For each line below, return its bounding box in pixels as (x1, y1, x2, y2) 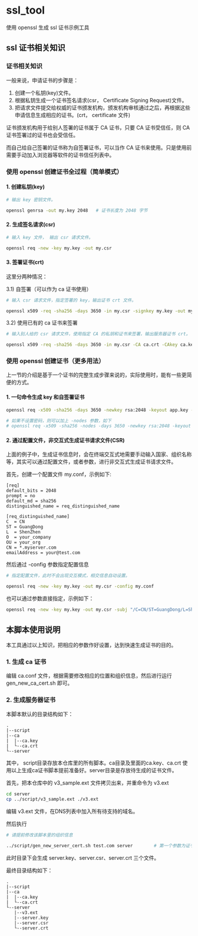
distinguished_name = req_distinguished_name (6, 503, 120, 509)
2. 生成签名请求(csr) (6, 221, 55, 228)
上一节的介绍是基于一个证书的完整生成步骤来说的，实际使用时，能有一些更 (6, 371, 187, 378)
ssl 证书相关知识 (6, 43, 66, 53)
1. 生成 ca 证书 (6, 658, 47, 666)
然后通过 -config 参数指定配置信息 (6, 561, 90, 568)
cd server (6, 791, 31, 797)
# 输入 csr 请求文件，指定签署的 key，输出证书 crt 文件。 (6, 297, 137, 303)
